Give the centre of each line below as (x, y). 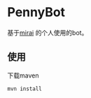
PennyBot (36, 12)
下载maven (23, 75)
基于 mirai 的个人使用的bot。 (48, 32)
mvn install (24, 89)
